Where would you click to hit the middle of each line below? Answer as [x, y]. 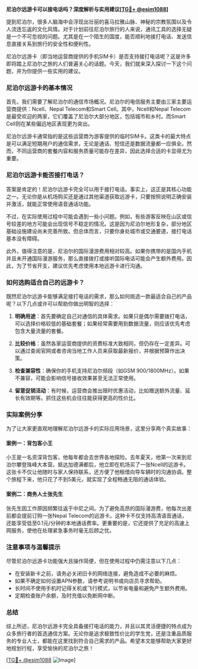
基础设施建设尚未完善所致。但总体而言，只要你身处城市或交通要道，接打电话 [99, 231]
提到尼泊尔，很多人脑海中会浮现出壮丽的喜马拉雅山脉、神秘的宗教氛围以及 [96, 22]
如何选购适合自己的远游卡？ [45, 282]
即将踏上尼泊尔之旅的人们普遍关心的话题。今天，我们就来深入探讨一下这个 [96, 64]
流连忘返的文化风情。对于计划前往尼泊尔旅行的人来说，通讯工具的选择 [96, 29]
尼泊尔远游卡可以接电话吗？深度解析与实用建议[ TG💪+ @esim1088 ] [88, 9]
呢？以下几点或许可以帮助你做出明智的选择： [60, 303]
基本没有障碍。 [24, 239]
